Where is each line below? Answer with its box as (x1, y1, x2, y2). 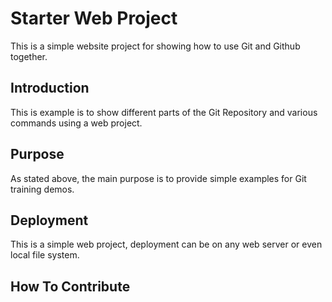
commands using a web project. (10, 117, 143, 129)
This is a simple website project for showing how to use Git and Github (10, 40, 301, 52)
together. (10, 50, 48, 62)
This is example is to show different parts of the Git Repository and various (10, 106, 318, 118)
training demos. (10, 183, 75, 195)
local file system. (10, 249, 80, 261)
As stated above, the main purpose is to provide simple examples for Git (10, 172, 307, 184)
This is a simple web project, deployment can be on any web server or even (10, 238, 323, 251)
